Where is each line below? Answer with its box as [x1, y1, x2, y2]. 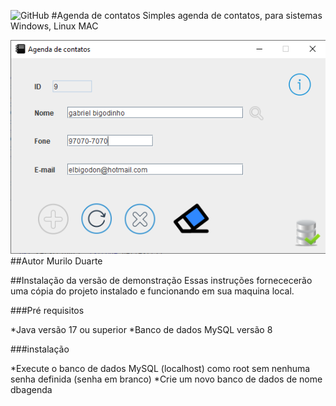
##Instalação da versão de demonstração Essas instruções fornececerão [10, 274, 313, 286]
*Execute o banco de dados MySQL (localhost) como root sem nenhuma [10, 362, 311, 374]
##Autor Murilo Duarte [10, 255, 103, 267]
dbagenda [10, 383, 53, 395]
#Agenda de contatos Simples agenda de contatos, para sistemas [51, 10, 323, 21]
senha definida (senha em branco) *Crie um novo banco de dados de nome [10, 373, 323, 385]
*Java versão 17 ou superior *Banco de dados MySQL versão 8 [10, 323, 273, 335]
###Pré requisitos [10, 304, 85, 316]
